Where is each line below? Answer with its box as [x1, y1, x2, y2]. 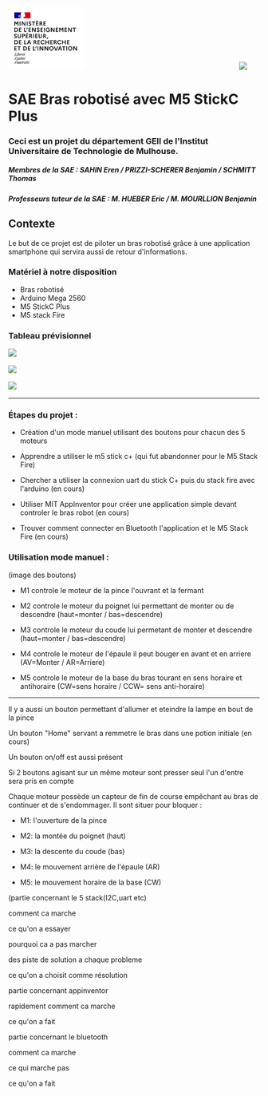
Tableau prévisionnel [8, 330, 92, 341]
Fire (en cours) [19, 532, 69, 541]
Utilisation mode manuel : [8, 552, 109, 563]
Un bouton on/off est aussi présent [8, 752, 124, 762]
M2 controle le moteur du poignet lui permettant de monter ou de [19, 601, 235, 611]
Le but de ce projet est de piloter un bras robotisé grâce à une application [8, 238, 250, 247]
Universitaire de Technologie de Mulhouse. [8, 145, 179, 156]
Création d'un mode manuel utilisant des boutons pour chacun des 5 [19, 428, 246, 437]
